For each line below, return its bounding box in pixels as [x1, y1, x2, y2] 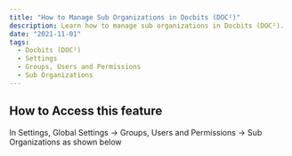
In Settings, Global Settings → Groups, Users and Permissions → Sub [9, 127, 263, 137]
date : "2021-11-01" [9, 29, 82, 38]
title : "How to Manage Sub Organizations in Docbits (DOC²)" [9, 12, 241, 22]
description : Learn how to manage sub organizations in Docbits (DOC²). [9, 21, 285, 30]
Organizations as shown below [9, 136, 122, 147]
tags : [9, 37, 29, 47]
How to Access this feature [9, 104, 163, 119]
